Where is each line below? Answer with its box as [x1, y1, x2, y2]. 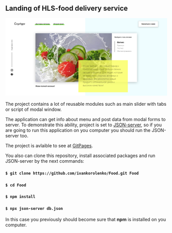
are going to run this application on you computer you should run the [5, 127, 150, 133]
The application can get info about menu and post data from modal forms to [5, 116, 166, 123]
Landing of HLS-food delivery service [5, 4, 128, 13]
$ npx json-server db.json [5, 206, 63, 211]
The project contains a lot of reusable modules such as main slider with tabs [5, 101, 167, 107]
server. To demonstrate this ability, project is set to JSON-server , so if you [5, 122, 162, 128]
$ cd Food [5, 182, 27, 188]
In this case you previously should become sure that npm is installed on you [5, 217, 166, 223]
